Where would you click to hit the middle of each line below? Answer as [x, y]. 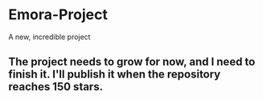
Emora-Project [58, 15]
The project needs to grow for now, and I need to [132, 62]
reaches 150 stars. [55, 87]
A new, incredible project [49, 37]
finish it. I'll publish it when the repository [115, 75]
